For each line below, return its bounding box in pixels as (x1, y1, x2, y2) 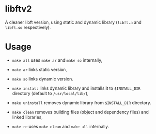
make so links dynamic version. (12, 76, 74, 81)
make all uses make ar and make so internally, (12, 57, 103, 63)
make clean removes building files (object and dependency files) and (12, 109, 149, 115)
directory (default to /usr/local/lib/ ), (12, 90, 89, 96)
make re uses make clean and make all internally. (12, 123, 109, 129)
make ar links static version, (12, 67, 67, 72)
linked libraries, (12, 114, 43, 120)
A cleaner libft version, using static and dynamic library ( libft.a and (5, 19, 142, 25)
